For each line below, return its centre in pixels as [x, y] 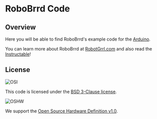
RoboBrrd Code [38, 9]
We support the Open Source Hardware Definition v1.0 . [62, 111]
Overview [21, 27]
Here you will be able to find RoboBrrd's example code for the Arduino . [78, 39]
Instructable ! [18, 54]
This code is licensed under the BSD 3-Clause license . [61, 91]
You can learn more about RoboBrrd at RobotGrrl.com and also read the [79, 49]
